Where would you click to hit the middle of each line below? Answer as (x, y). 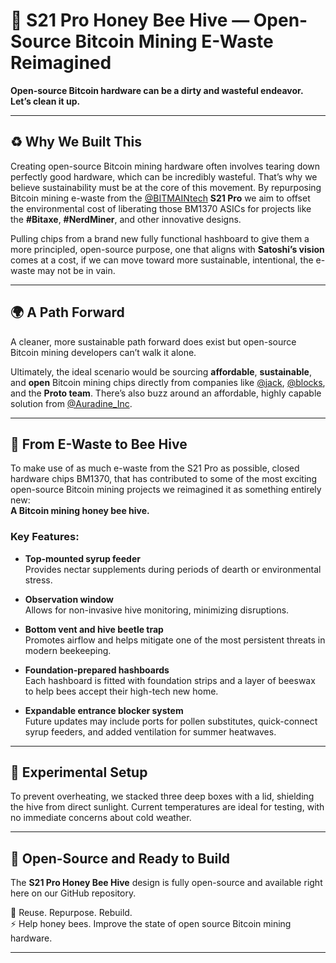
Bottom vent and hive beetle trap (94, 629)
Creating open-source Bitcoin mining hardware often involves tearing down (165, 166)
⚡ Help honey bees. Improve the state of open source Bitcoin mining (151, 924)
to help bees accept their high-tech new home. (121, 691)
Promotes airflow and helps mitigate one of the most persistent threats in (175, 640)
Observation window (69, 599)
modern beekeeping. (68, 650)
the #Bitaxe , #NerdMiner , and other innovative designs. (126, 219)
